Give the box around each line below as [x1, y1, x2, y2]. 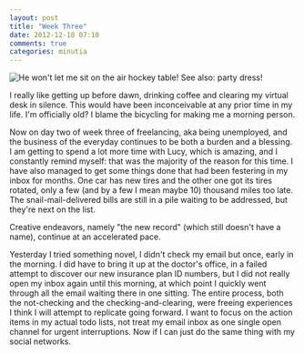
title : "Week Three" [9, 22, 88, 31]
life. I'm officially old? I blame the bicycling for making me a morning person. [9, 109, 296, 120]
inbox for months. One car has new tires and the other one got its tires [9, 175, 273, 187]
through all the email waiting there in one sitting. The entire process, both [9, 288, 284, 298]
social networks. [9, 336, 71, 347]
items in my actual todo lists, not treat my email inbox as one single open [9, 317, 282, 328]
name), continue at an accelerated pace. [9, 231, 161, 242]
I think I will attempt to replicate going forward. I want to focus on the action [9, 307, 293, 319]
